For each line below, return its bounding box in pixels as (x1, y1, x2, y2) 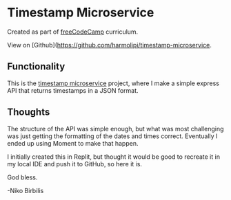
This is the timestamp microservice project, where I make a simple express (7, 79, 219, 87)
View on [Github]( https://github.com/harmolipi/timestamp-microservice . (7, 41, 212, 49)
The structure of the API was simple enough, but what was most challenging (7, 124, 224, 133)
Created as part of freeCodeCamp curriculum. (7, 27, 139, 36)
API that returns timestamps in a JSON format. (7, 86, 139, 94)
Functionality (7, 60, 66, 73)
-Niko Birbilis (7, 186, 44, 195)
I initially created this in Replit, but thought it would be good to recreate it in (7, 153, 221, 161)
